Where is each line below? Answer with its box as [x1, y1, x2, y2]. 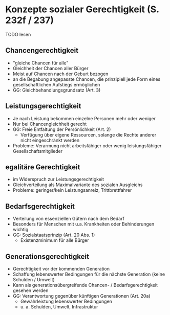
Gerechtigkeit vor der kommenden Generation [12, 266, 110, 272]
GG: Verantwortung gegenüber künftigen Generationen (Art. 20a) [12, 293, 151, 299]
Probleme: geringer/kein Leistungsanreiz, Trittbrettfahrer [12, 187, 132, 193]
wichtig [12, 227, 29, 233]
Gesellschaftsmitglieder [12, 148, 63, 154]
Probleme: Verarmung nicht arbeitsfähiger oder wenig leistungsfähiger [12, 142, 162, 149]
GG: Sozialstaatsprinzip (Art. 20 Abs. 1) [12, 232, 95, 238]
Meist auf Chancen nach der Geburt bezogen [12, 71, 109, 77]
